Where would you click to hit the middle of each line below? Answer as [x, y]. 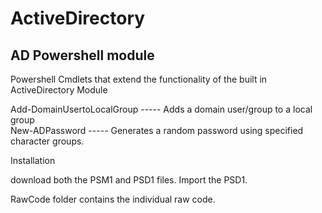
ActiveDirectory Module [59, 90]
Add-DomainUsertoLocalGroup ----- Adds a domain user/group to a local [161, 109]
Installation [33, 160]
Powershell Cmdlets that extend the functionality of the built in [139, 79]
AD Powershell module [82, 55]
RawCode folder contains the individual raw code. [113, 199]
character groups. [47, 141]
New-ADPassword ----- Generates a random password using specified [157, 130]
